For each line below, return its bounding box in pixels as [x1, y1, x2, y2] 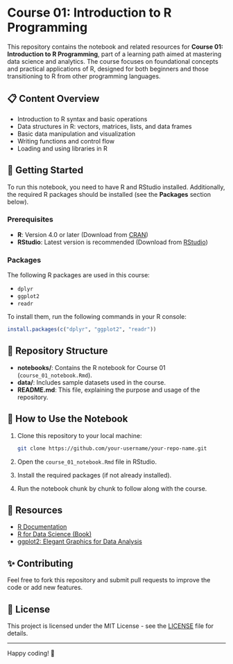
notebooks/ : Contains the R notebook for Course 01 [17, 363, 166, 372]
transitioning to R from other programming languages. [7, 71, 161, 80]
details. [7, 629, 28, 637]
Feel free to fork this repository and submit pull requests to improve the [7, 576, 211, 584]
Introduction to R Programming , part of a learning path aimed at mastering [7, 50, 222, 58]
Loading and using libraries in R [17, 144, 107, 152]
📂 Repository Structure [7, 345, 108, 357]
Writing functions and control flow [17, 137, 115, 145]
